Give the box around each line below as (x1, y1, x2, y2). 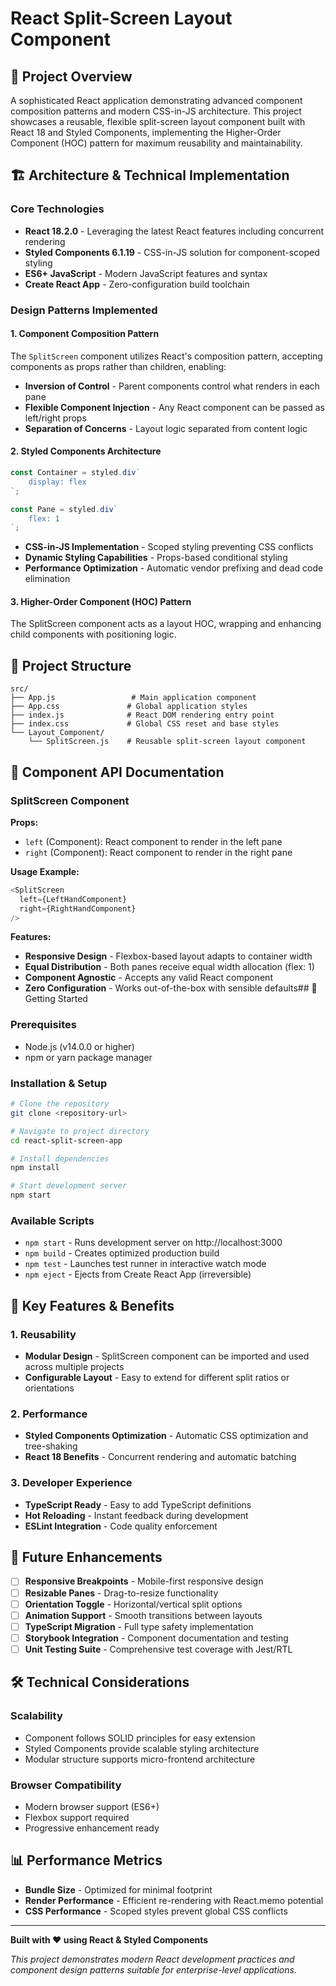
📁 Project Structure (10, 657, 132, 674)
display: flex (28, 477, 87, 487)
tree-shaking (24, 1440, 78, 1452)
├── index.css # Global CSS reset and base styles (10, 719, 280, 729)
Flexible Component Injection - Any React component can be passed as (24, 401, 325, 413)
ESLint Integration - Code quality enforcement (24, 1520, 218, 1532)
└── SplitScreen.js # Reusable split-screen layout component (28, 737, 307, 747)
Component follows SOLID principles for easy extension (24, 1732, 256, 1744)
